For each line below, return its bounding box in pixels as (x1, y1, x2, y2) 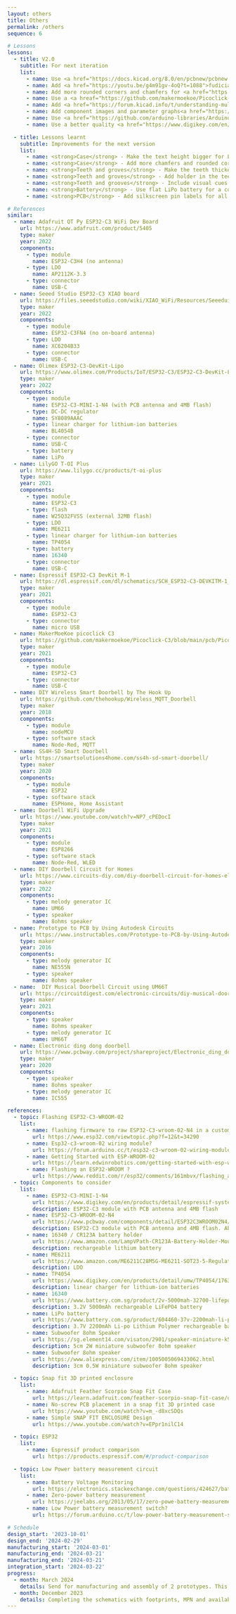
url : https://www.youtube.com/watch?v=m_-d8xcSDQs (32, 1407, 184, 1414)
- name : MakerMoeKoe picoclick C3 (13, 630, 114, 637)
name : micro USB (32, 624, 80, 631)
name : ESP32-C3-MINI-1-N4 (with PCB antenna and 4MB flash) (32, 402, 212, 409)
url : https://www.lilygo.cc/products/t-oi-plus (20, 467, 162, 474)
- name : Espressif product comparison (25, 1447, 140, 1454)
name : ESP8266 (32, 846, 74, 853)
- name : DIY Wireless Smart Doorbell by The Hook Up (13, 689, 171, 696)
